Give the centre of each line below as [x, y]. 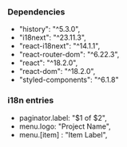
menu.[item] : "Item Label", [63, 134]
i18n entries [31, 100]
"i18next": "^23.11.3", [53, 37]
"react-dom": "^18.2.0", [57, 72]
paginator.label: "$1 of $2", [63, 118]
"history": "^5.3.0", [50, 29]
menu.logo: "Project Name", [65, 126]
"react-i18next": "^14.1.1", [60, 46]
